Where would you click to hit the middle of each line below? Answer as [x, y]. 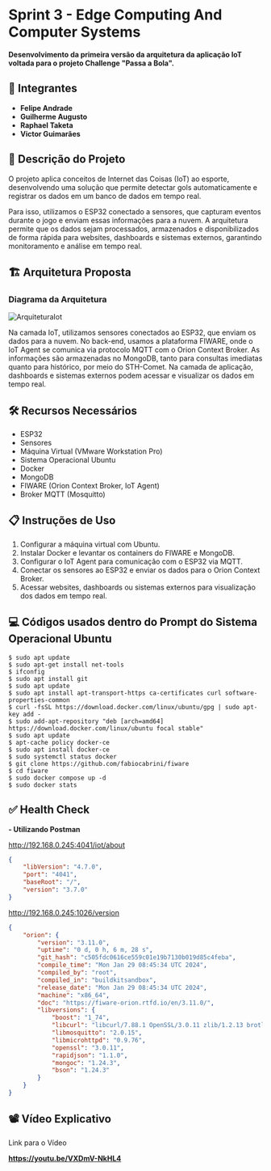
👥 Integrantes [43, 89]
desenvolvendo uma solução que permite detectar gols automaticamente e [133, 187]
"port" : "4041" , [50, 875]
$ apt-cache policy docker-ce [59, 742]
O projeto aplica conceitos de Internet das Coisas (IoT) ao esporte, [119, 179]
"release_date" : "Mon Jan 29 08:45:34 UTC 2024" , [122, 987]
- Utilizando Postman [44, 829]
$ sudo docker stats [43, 785]
